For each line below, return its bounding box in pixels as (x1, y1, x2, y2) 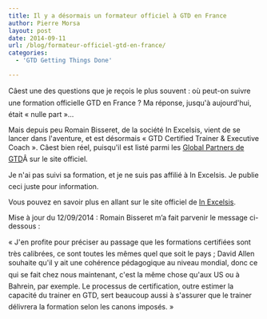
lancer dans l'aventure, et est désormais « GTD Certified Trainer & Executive (8, 133, 260, 143)
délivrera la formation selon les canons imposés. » (8, 301, 174, 311)
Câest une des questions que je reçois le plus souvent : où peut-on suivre (8, 86, 251, 95)
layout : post (8, 26, 52, 34)
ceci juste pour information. (8, 181, 99, 191)
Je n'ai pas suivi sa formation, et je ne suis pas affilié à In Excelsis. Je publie (8, 170, 259, 180)
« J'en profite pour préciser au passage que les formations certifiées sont (8, 237, 252, 247)
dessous (8, 221, 37, 231)
